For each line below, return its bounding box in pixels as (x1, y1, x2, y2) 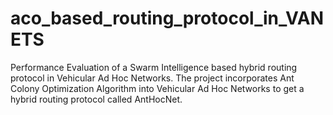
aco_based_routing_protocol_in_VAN (10, 7, 324, 30)
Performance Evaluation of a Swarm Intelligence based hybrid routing (10, 61, 298, 73)
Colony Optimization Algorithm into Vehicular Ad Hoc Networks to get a (10, 82, 305, 94)
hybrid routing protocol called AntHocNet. (10, 93, 183, 105)
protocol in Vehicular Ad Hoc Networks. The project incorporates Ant (10, 72, 295, 84)
